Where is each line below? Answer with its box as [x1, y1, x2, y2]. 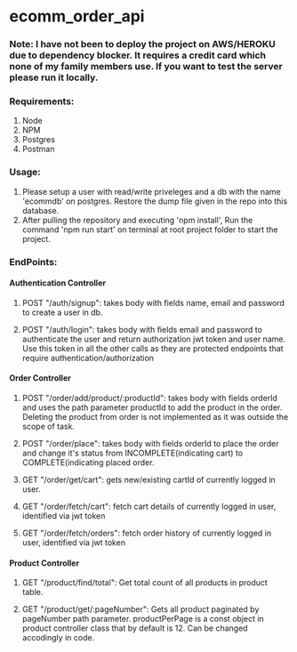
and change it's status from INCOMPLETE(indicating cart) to [21, 447, 243, 459]
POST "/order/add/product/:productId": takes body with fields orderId [21, 393, 278, 404]
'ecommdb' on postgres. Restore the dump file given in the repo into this [21, 196, 288, 206]
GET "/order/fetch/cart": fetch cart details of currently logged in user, [21, 501, 277, 512]
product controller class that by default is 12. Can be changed [21, 623, 248, 633]
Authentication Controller [9, 278, 107, 288]
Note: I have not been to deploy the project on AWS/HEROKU [9, 38, 276, 51]
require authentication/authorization [21, 352, 154, 363]
